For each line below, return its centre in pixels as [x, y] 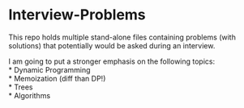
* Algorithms [30, 95]
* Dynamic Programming [49, 69]
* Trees [21, 87]
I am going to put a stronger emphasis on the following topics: [112, 61]
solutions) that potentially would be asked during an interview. [112, 45]
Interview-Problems [77, 15]
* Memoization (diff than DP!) [57, 78]
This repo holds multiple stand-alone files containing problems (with [122, 37]
